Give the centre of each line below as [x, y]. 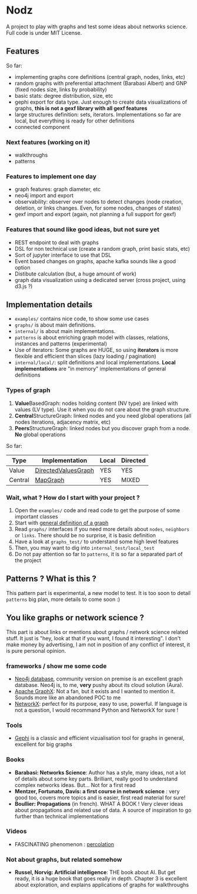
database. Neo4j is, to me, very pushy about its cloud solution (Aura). [99, 685]
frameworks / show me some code [56, 666]
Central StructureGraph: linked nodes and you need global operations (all [103, 416]
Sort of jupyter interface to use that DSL [63, 255]
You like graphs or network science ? [75, 618]
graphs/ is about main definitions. [55, 325]
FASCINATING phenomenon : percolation [64, 844]
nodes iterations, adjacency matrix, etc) [62, 422]
